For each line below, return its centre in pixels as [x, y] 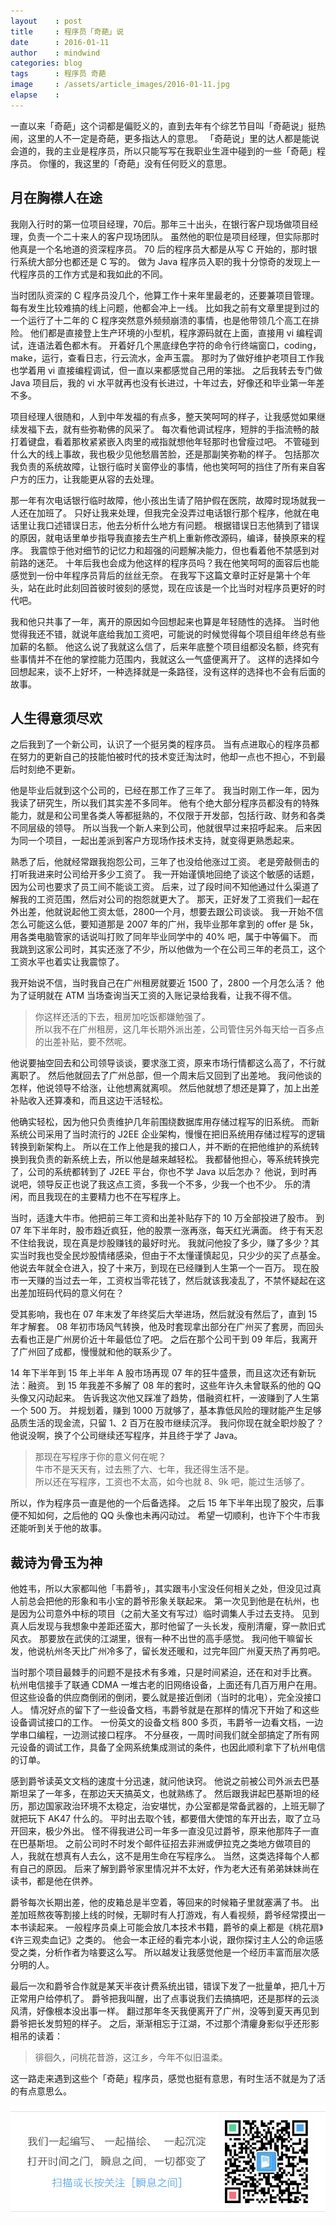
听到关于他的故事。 [67, 1528]
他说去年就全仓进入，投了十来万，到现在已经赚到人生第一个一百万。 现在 [160, 1268]
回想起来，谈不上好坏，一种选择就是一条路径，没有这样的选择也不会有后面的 [168, 671]
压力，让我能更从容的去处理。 [98, 479]
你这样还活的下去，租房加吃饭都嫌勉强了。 [122, 1017]
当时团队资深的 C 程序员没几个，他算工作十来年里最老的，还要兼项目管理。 [165, 295]
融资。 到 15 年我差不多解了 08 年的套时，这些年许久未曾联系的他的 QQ [174, 1386]
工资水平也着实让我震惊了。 [67, 962]
